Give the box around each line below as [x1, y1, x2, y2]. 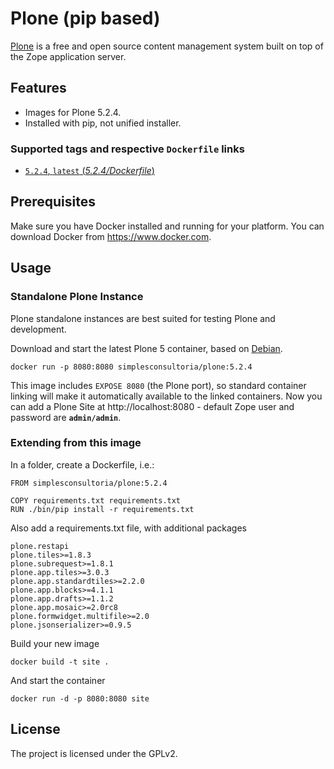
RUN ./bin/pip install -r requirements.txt [10, 504, 195, 514]
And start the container [10, 674, 106, 686]
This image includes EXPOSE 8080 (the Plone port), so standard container [10, 379, 307, 391]
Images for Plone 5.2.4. [24, 106, 122, 118]
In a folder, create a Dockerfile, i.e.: [10, 458, 155, 471]
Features [10, 80, 67, 97]
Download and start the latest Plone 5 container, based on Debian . [10, 342, 283, 354]
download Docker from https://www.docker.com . [10, 230, 212, 242]
